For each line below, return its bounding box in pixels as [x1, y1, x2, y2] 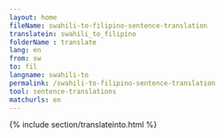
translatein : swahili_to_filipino [9, 29, 137, 38]
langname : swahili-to [9, 71, 89, 80]
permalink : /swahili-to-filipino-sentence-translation [9, 79, 216, 88]
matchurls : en [9, 95, 62, 104]
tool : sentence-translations [9, 87, 117, 96]
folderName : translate [9, 37, 97, 47]
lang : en [9, 46, 42, 55]
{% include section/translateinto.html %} [9, 119, 158, 130]
